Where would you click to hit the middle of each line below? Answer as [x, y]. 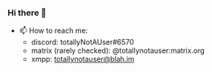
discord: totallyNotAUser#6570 [82, 42]
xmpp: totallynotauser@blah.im [83, 59]
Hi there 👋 [27, 13]
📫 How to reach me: [53, 30]
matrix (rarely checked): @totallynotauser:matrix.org [118, 50]
